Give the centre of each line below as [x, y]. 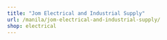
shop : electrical [32, 26]
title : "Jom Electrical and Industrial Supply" [76, 13]
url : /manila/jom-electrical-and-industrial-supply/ [84, 20]
